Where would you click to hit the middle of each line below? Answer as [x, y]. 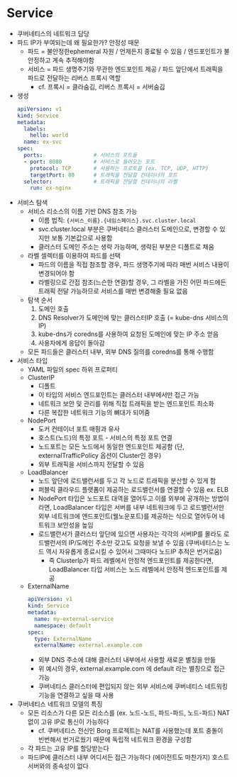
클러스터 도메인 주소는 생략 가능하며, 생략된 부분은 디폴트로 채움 [126, 247]
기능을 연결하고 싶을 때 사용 [76, 695]
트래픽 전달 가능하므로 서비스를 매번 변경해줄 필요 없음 [113, 291]
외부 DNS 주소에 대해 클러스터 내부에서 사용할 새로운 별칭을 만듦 [127, 660]
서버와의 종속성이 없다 [58, 766]
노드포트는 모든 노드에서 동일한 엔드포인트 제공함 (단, [111, 447]
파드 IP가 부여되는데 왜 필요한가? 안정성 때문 [78, 42]
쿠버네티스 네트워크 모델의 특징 [60, 704]
